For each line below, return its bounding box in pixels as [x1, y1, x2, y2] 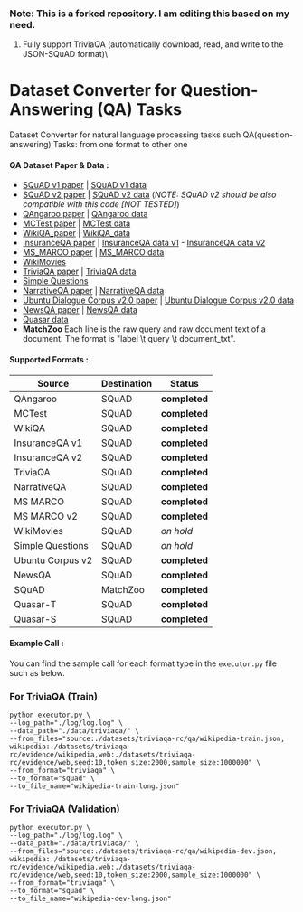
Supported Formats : [9, 354, 89, 365]
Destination [100, 377, 152, 390]
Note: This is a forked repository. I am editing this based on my [9, 7, 290, 20]
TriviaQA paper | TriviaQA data [22, 266, 137, 277]
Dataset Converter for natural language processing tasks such [9, 129, 241, 140]
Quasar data [22, 315, 70, 325]
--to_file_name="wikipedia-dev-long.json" [9, 894, 172, 904]
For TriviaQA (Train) [9, 690, 98, 702]
